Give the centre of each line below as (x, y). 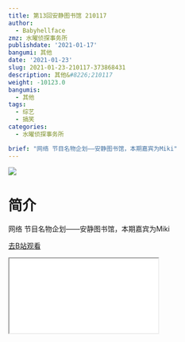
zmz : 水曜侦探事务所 (38, 38)
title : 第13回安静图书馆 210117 (58, 16)
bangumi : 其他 (31, 53)
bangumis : (25, 90)
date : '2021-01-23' (40, 61)
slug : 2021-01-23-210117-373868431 (67, 68)
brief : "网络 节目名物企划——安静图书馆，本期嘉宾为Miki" (93, 148)
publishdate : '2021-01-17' (53, 45)
